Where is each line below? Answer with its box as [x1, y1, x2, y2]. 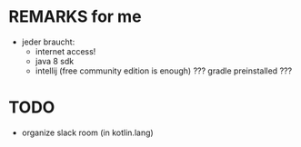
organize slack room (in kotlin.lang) [21, 127, 154, 138]
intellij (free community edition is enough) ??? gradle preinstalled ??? [35, 65, 293, 76]
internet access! [35, 45, 96, 56]
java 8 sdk [35, 55, 75, 66]
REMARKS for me [8, 6, 142, 27]
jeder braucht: [21, 36, 75, 47]
